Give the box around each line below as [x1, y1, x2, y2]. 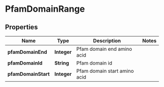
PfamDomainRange [5, 3, 85, 15]
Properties [5, 23, 38, 31]
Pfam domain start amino [76, 67, 134, 74]
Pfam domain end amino [76, 45, 132, 52]
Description [93, 38, 121, 44]
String [54, 60, 69, 66]
